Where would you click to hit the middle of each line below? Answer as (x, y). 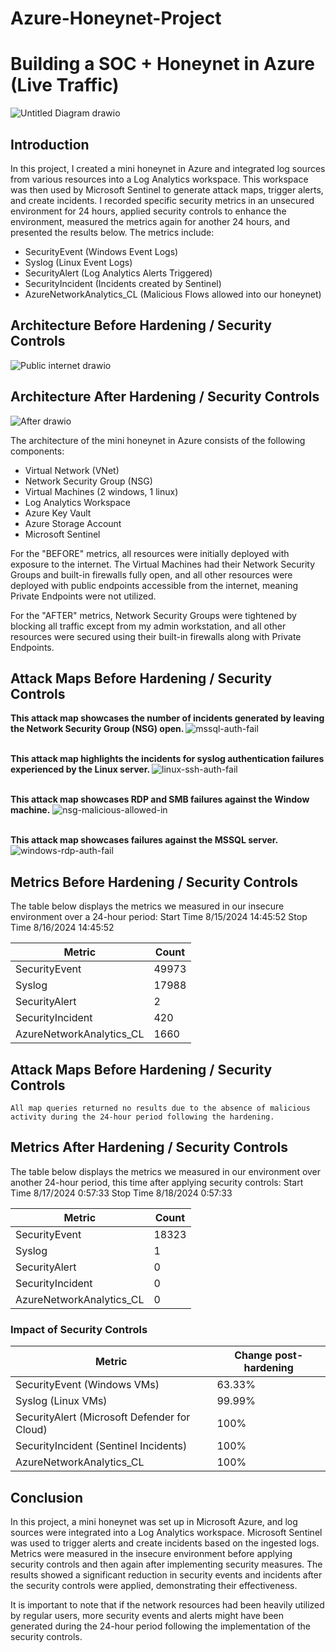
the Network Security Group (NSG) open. (97, 729)
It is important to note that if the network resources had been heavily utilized (167, 1604)
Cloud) (31, 1430)
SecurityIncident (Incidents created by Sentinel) (123, 283)
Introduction (50, 144)
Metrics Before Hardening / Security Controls (154, 882)
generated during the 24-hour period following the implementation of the (161, 1626)
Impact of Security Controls (79, 1329)
